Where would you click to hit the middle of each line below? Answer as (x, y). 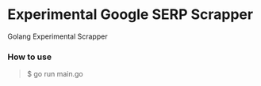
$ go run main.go (55, 74)
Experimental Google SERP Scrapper (130, 15)
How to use (30, 57)
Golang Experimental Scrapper (58, 36)
